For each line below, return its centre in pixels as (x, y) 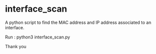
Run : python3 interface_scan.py (38, 37)
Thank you (16, 46)
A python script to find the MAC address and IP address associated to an (78, 22)
